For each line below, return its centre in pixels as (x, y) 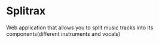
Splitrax (26, 11)
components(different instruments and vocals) (63, 33)
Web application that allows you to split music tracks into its (80, 27)
